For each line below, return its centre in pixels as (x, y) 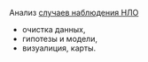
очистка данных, (54, 29)
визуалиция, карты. (59, 48)
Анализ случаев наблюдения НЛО (74, 13)
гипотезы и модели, (59, 39)
